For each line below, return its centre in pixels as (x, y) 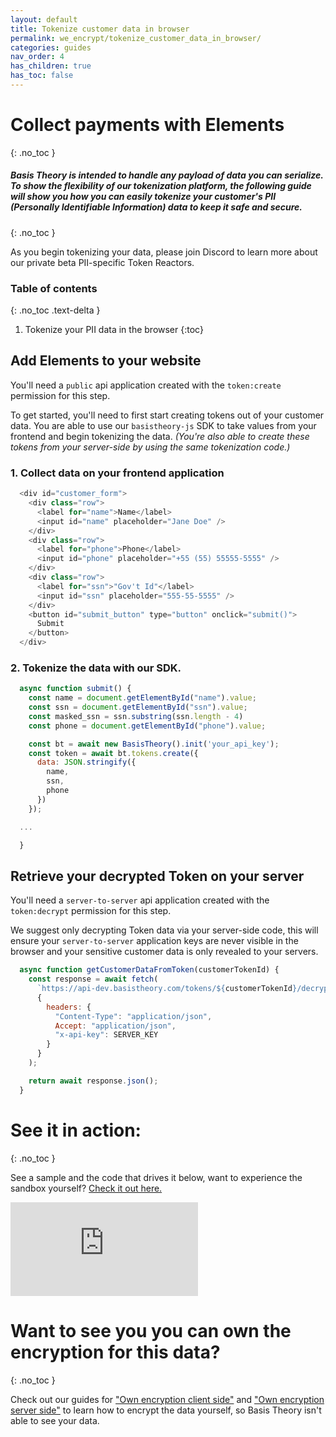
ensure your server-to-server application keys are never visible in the (154, 941)
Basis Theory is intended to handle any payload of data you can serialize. (167, 175)
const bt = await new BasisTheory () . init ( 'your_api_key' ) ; (154, 744)
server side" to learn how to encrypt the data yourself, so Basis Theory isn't (166, 1410)
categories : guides (51, 47)
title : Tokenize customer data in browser (100, 29)
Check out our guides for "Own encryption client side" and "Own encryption (167, 1399)
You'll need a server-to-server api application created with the (140, 900)
